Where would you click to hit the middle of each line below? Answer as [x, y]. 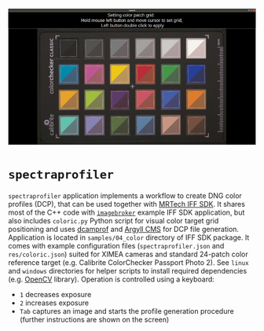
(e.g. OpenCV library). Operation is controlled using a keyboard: [111, 279]
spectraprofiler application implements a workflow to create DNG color [125, 195]
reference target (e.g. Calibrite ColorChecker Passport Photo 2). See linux [128, 262]
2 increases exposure [54, 303]
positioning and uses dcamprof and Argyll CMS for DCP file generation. [124, 229]
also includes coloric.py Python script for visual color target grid [114, 220]
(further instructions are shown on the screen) [94, 319]
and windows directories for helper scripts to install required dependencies [128, 270]
